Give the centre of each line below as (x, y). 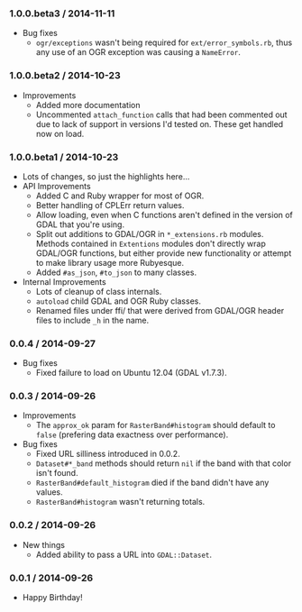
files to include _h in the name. (92, 320)
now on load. (60, 133)
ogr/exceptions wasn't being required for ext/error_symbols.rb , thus (164, 42)
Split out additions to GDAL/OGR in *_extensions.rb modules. (150, 233)
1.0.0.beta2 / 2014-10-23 (65, 76)
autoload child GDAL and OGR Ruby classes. (118, 301)
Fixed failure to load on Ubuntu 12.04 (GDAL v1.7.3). (131, 373)
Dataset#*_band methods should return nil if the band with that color (163, 463)
